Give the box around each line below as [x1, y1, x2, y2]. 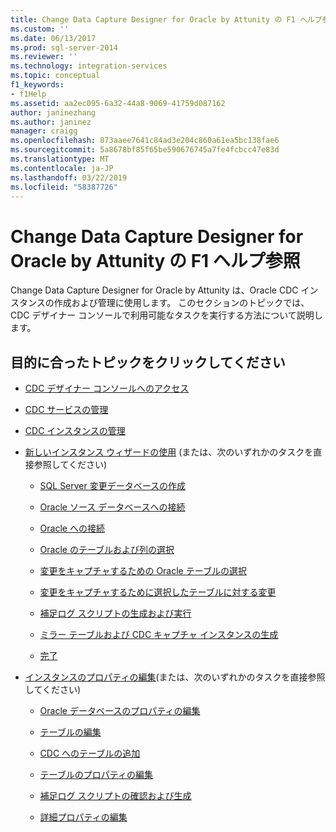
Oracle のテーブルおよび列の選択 [39, 544, 175, 556]
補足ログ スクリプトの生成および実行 [39, 607, 192, 620]
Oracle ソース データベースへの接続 [39, 501, 186, 513]
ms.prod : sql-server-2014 [10, 42, 118, 53]
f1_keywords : [10, 80, 65, 90]
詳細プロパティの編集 [39, 811, 128, 823]
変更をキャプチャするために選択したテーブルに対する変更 [39, 586, 277, 598]
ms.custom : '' [10, 24, 70, 34]
